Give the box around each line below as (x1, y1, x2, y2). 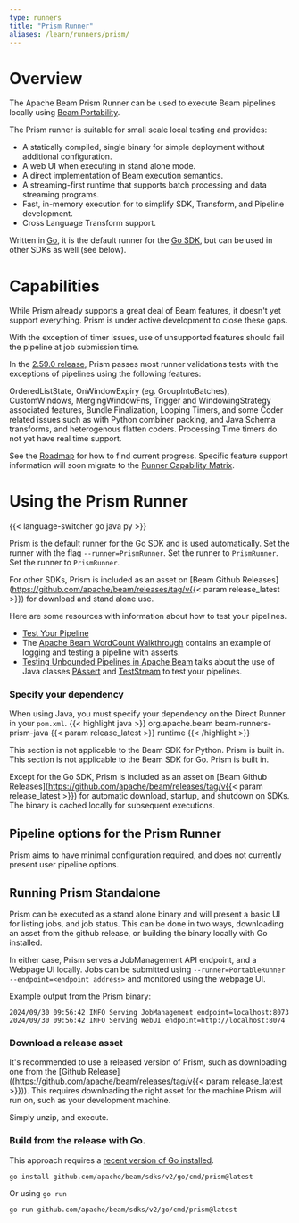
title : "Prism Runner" (9, 21, 94, 30)
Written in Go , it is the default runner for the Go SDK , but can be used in (9, 235, 273, 246)
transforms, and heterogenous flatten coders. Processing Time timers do (9, 423, 278, 434)
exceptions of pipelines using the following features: (9, 368, 202, 380)
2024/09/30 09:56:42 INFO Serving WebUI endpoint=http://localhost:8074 (9, 1016, 286, 1026)
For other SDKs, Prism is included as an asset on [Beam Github (9, 574, 241, 585)
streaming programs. (21, 189, 100, 200)
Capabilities (9, 276, 100, 296)
